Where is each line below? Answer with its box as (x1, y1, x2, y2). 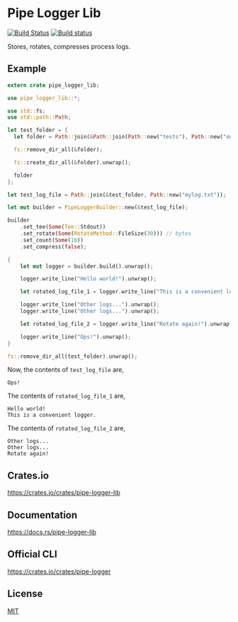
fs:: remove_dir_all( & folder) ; (13, 146, 103, 153)
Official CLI (7, 548, 58, 560)
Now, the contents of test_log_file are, (7, 366, 124, 374)
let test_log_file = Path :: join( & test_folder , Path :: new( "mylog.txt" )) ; (7, 191, 227, 198)
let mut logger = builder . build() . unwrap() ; (20, 263, 154, 270)
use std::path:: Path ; (7, 114, 72, 121)
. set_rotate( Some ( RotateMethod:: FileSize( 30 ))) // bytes (20, 230, 192, 237)
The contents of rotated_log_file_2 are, (7, 424, 126, 432)
